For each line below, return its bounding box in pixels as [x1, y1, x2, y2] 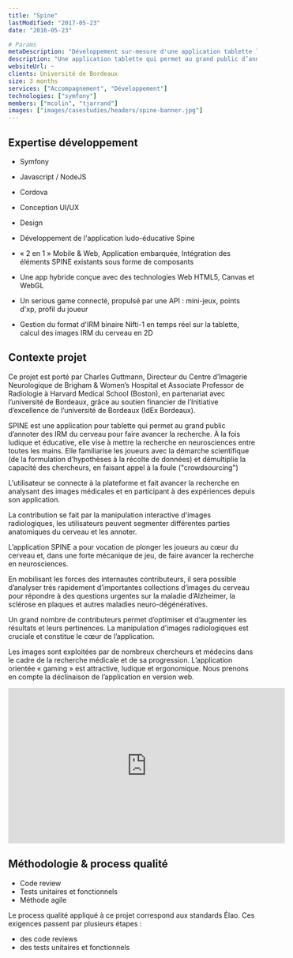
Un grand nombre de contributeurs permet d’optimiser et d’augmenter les [8, 614, 247, 624]
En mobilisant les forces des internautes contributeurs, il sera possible [8, 574, 237, 584]
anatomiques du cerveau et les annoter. [8, 527, 137, 536]
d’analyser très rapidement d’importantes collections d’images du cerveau [8, 582, 250, 592]
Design [19, 218, 43, 227]
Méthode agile [19, 895, 67, 904]
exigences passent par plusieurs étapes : [8, 919, 142, 928]
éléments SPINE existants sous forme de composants [19, 257, 194, 266]
